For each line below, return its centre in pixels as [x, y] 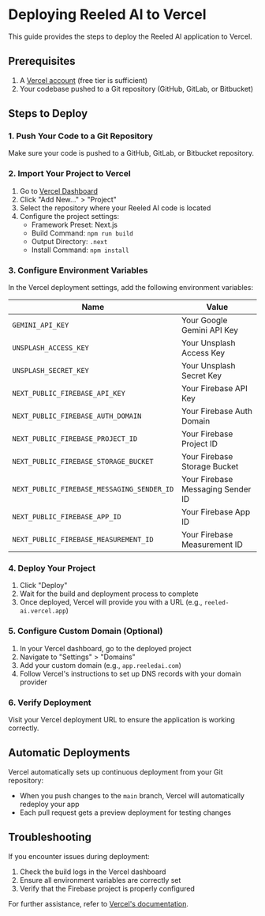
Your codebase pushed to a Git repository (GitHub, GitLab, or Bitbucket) [136, 89]
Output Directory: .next [69, 241]
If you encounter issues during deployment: [79, 856]
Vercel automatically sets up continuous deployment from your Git [116, 771]
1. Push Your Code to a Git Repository [81, 136]
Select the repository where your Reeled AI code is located [115, 208]
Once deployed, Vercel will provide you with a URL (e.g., [111, 602]
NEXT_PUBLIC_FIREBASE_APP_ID [67, 517]
